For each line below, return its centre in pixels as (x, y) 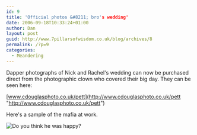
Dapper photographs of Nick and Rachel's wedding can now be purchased (97, 72)
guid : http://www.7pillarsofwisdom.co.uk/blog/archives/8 (79, 39)
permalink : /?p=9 (28, 45)
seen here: (19, 85)
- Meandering (28, 56)
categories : (21, 50)
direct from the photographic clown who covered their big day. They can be (99, 79)
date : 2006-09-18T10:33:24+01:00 (47, 22)
